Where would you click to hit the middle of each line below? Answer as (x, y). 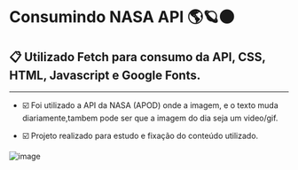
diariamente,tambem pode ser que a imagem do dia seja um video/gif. (150, 118)
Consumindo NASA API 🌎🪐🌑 (122, 17)
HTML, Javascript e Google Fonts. (105, 75)
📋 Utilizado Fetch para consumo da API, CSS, (137, 57)
